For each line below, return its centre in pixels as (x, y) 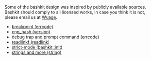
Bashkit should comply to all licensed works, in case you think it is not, (75, 12)
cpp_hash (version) (31, 32)
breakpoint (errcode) (33, 27)
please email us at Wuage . (31, 17)
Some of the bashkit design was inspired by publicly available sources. (75, 7)
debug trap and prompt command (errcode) (55, 37)
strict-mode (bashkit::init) (37, 47)
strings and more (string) (36, 52)
